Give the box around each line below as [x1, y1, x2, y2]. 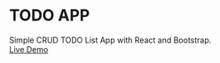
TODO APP [9, 5, 90, 26]
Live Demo [9, 43, 49, 54]
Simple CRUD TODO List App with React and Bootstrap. [9, 35, 212, 45]
